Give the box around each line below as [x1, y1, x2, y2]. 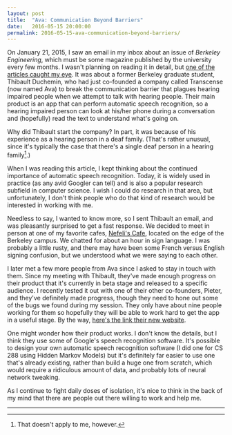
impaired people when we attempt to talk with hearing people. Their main [7, 93, 215, 101]
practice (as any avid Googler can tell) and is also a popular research [7, 179, 203, 187]
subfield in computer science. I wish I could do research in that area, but [7, 186, 213, 194]
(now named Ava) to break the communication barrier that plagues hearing [7, 85, 220, 93]
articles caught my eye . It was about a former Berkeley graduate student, [7, 70, 215, 79]
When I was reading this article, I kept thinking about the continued [7, 164, 198, 173]
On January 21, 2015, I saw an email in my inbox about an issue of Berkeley [7, 48, 221, 57]
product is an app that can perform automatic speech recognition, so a [7, 99, 209, 108]
